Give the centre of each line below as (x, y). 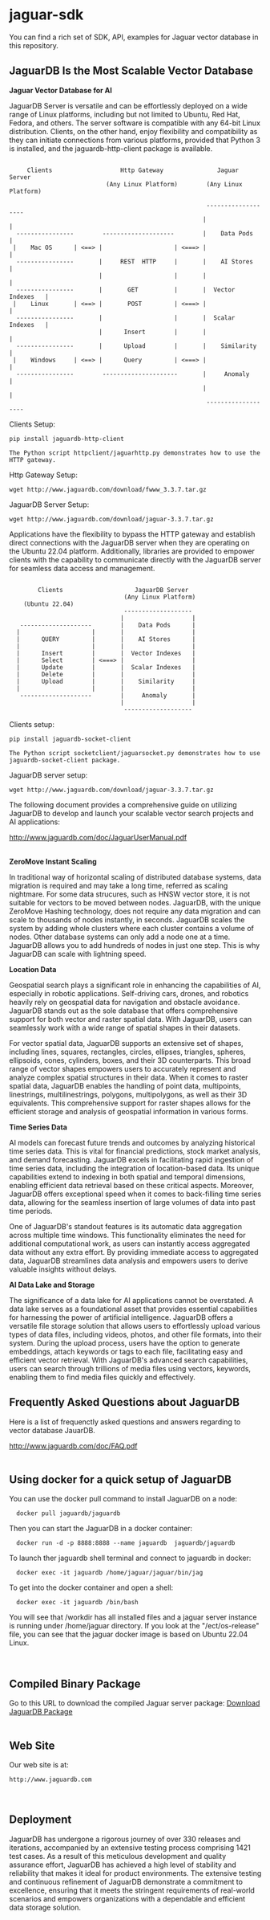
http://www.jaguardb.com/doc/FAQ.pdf (74, 1446)
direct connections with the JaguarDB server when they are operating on (129, 542)
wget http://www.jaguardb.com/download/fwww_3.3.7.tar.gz (108, 489)
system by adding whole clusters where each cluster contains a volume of (132, 928)
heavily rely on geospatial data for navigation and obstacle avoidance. (125, 1002)
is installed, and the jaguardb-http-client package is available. (111, 148)
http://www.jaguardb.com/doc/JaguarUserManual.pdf (98, 837)
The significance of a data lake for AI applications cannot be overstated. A (131, 1300)
